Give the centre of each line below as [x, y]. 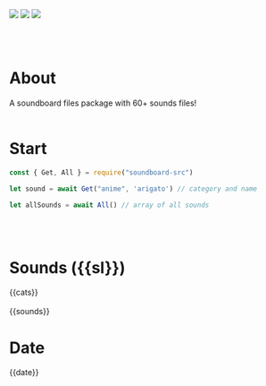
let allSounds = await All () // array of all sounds [109, 205]
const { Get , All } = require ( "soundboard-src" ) [101, 172]
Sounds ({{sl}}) [67, 267]
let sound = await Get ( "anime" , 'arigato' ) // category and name [133, 189]
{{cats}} [24, 292]
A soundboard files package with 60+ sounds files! [103, 103]
